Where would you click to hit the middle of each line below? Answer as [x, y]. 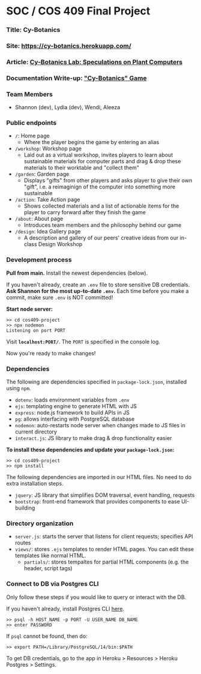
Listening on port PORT [36, 330]
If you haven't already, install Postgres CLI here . [65, 609]
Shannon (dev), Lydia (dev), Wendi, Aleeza [67, 107]
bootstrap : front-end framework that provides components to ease [97, 502]
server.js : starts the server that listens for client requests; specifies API [104, 537]
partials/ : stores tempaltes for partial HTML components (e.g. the [106, 562]
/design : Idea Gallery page [48, 232]
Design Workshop [60, 244]
